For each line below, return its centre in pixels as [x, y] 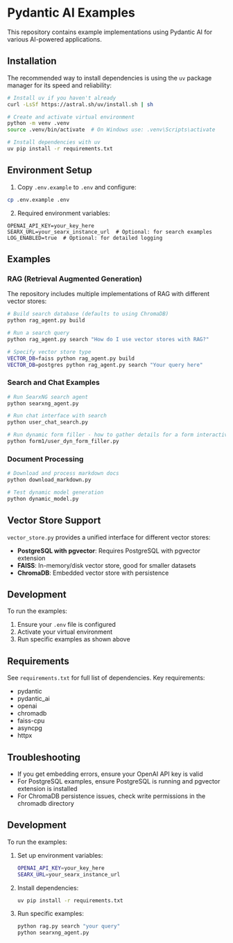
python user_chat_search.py [48, 422]
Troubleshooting [44, 757]
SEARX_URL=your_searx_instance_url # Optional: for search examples [110, 232]
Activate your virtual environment [65, 632]
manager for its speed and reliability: [60, 85]
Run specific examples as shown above [74, 639]
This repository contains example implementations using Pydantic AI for [110, 32]
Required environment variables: [63, 213]
